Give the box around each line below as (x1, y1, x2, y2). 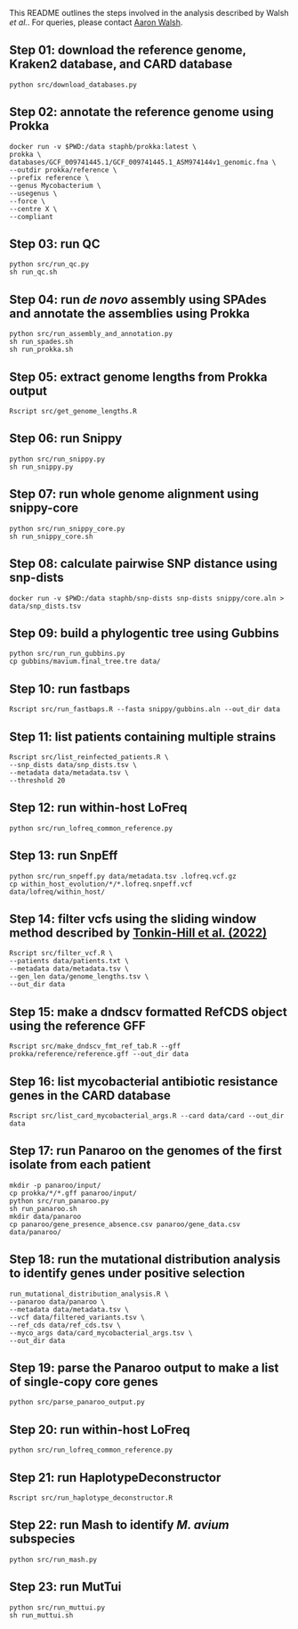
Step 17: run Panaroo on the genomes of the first (9, 1143, 282, 1158)
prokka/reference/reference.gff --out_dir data (9, 1050, 189, 1059)
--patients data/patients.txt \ (9, 957, 129, 966)
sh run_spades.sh (9, 338, 74, 347)
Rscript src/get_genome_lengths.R (9, 407, 138, 416)
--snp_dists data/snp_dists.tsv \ (9, 760, 138, 769)
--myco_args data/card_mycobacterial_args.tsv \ (9, 1328, 193, 1338)
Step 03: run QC (9, 236, 101, 252)
